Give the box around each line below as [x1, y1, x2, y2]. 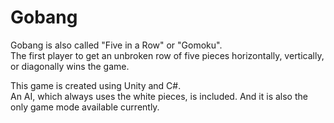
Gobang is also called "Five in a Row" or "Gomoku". [10, 39, 223, 51]
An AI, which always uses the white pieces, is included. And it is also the [10, 90, 308, 102]
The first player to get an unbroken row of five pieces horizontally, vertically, [10, 49, 325, 61]
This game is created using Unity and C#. [10, 79, 182, 91]
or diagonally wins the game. [10, 60, 130, 72]
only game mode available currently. [10, 101, 160, 113]
